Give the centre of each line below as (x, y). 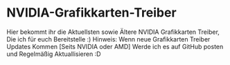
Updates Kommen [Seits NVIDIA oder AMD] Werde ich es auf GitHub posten (115, 46)
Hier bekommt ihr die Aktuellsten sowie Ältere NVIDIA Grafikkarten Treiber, (113, 32)
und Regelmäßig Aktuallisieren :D (54, 54)
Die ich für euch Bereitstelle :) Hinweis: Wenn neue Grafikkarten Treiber (108, 39)
